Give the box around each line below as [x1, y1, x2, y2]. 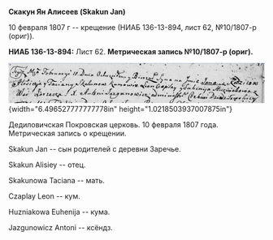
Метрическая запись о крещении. [8, 129, 127, 139]
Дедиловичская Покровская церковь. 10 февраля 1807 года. [8, 120, 219, 130]
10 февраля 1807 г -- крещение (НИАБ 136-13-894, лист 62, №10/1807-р [8, 23, 258, 32]
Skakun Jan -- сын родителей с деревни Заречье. [8, 144, 181, 154]
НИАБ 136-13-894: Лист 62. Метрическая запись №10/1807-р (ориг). [8, 47, 253, 56]
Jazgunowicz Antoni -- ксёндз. [8, 223, 114, 233]
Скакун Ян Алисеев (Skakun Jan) [8, 7, 126, 16]
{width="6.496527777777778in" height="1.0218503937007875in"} [8, 105, 233, 114]
